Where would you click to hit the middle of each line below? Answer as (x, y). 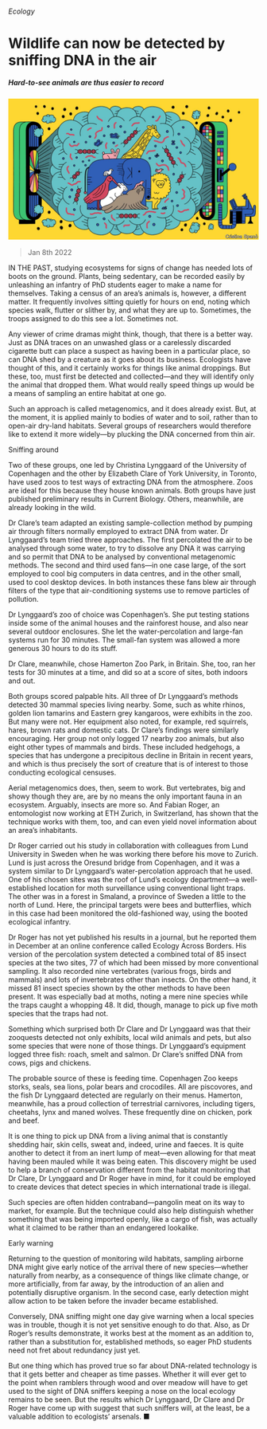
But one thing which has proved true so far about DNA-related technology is (133, 1366)
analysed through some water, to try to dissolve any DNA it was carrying (127, 548)
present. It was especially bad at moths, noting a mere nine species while (128, 997)
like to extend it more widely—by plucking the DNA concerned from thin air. (132, 434)
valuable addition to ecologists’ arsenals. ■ (79, 1417)
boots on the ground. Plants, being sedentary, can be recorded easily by (126, 277)
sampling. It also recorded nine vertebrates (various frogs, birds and (120, 972)
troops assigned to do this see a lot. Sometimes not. (93, 319)
